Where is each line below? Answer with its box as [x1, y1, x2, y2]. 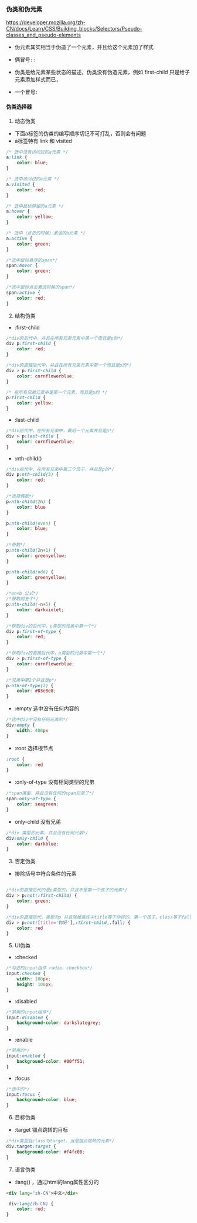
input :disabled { [6, 1015, 49, 1020]
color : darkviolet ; [16, 606, 64, 613]
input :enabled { [6, 1053, 46, 1059]
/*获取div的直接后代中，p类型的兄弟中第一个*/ [6, 650, 106, 656]
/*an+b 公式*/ [6, 591, 39, 596]
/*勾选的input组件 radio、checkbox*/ [6, 965, 93, 971]
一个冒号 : [14, 88, 38, 95]
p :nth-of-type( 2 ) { [6, 682, 54, 688]
